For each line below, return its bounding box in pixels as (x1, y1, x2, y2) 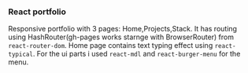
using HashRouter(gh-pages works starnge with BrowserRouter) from (8, 32, 235, 42)
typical (8, 50, 34, 59)
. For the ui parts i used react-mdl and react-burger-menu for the (32, 49, 241, 59)
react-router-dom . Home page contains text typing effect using (8, 41, 213, 50)
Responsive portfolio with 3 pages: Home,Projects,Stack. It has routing (8, 24, 238, 34)
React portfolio (8, 6, 67, 17)
